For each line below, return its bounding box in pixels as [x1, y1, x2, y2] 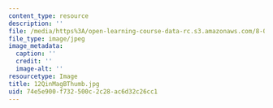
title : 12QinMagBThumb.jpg [8, 80, 100, 88]
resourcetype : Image [8, 72, 79, 80]
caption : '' [15, 50, 57, 58]
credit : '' [15, 58, 53, 66]
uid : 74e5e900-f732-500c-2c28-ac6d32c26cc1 [8, 87, 158, 96]
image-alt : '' [15, 65, 63, 73]
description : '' [8, 19, 63, 28]
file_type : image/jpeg [8, 34, 85, 43]
